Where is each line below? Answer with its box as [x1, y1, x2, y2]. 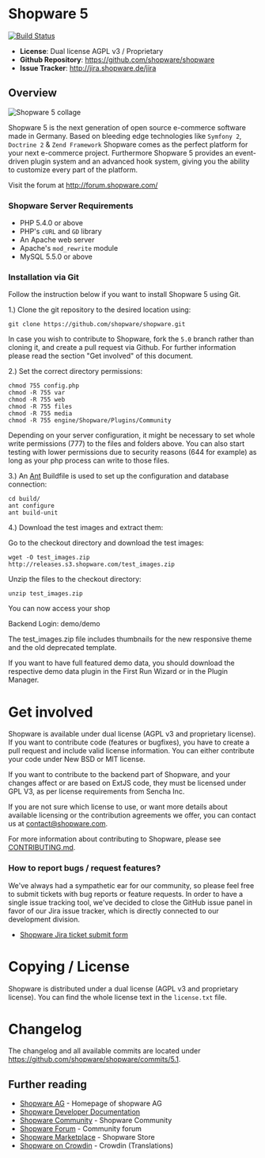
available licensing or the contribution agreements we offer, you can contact [8, 810, 256, 820]
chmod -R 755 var [8, 389, 66, 397]
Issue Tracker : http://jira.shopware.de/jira [19, 63, 157, 72]
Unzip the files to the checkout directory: [8, 575, 142, 584]
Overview [8, 87, 58, 100]
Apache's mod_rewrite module [19, 244, 119, 253]
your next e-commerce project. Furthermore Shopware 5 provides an [8, 148, 233, 157]
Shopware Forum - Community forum [19, 1124, 142, 1133]
